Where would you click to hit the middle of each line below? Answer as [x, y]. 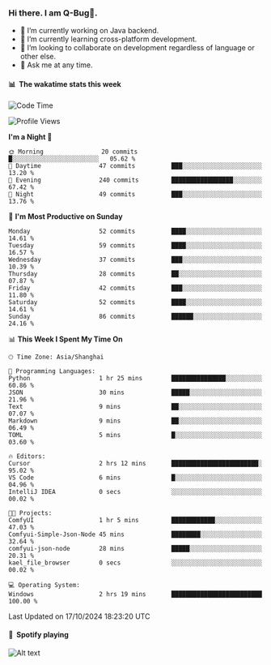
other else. [38, 57]
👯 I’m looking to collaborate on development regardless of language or [137, 48]
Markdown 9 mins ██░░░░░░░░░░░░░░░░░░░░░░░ [135, 421]
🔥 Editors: [27, 456]
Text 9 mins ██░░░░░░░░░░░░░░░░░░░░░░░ [135, 406]
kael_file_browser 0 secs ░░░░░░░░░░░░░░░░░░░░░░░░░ [135, 563]
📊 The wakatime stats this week [65, 84]
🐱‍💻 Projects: [30, 513]
